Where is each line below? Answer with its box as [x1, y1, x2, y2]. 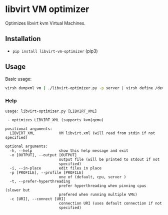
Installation [5, 35, 41, 43]
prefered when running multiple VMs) [58, 192, 137, 197]
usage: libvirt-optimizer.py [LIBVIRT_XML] [5, 109, 97, 114]
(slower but [5, 187, 30, 192]
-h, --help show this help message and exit [9, 148, 128, 153]
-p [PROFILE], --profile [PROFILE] [9, 170, 84, 175]
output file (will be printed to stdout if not [58, 157, 160, 162]
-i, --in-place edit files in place [9, 165, 101, 171]
